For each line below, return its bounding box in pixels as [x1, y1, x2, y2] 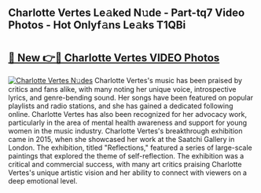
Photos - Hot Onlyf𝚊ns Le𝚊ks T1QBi [8, 19, 186, 32]
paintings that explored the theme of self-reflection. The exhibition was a [8, 151, 244, 160]
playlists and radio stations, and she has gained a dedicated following [8, 101, 233, 111]
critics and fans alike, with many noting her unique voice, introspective [8, 85, 237, 93]
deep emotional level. [8, 177, 78, 185]
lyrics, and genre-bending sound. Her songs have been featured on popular [8, 93, 254, 102]
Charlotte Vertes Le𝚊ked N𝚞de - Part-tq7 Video [8, 6, 245, 20]
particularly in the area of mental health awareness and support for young [8, 118, 248, 127]
